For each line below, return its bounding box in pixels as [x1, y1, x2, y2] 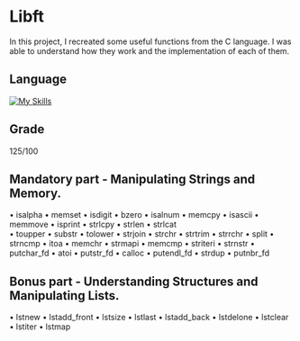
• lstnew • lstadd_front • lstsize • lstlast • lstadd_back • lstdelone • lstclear [9, 312, 289, 323]
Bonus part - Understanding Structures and [9, 274, 259, 289]
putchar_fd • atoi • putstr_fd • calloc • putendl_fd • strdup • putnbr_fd [9, 247, 270, 258]
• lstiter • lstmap [9, 321, 71, 332]
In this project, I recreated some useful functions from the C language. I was [9, 36, 292, 47]
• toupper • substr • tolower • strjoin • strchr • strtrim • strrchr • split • [9, 229, 275, 239]
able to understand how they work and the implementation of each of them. [9, 45, 290, 56]
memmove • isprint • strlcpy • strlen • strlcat [9, 219, 177, 230]
